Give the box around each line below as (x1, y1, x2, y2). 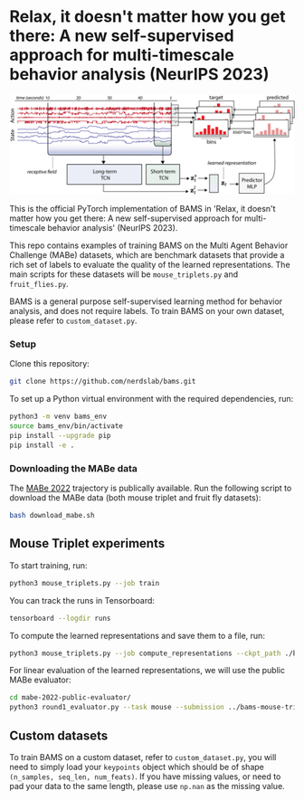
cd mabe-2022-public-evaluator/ (9, 693, 131, 702)
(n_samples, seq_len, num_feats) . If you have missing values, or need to (9, 771, 281, 782)
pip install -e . (9, 441, 75, 450)
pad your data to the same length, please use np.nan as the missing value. (9, 780, 285, 791)
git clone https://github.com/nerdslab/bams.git (9, 377, 196, 386)
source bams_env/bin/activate (9, 422, 124, 431)
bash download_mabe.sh (9, 511, 95, 520)
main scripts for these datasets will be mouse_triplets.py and (9, 269, 238, 280)
